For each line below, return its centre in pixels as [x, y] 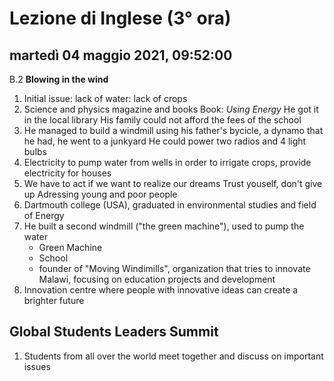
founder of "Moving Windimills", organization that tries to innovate [174, 268]
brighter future [54, 300]
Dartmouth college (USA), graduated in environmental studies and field [170, 205]
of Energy [44, 215]
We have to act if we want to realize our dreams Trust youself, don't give [173, 183]
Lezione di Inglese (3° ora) [120, 18]
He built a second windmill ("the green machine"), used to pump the [164, 226]
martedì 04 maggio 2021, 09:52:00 [121, 55]
